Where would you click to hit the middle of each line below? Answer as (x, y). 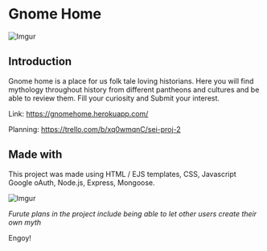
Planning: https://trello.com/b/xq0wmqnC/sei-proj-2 (94, 129)
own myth (25, 222)
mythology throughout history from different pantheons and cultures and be (134, 89)
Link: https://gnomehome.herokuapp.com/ (78, 113)
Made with (35, 155)
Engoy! (20, 237)
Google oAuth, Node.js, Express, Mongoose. (82, 183)
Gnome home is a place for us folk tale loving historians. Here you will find (131, 80)
